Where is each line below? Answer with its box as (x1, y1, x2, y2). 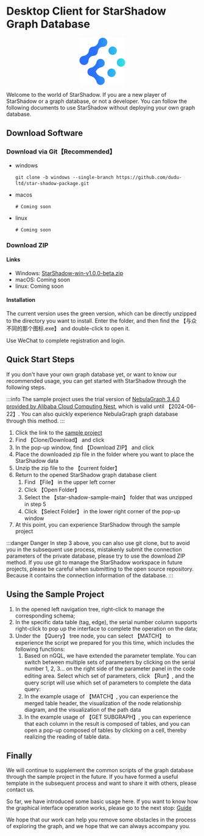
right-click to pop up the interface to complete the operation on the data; (15, 625, 198, 632)
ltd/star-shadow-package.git (15, 180, 90, 186)
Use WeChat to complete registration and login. (6, 337, 125, 344)
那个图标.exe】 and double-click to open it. (22, 325, 130, 332)
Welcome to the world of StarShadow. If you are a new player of (6, 91, 167, 98)
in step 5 (24, 501, 47, 508)
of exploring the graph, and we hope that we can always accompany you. (6, 823, 191, 830)
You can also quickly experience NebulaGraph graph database (21, 410, 178, 418)
